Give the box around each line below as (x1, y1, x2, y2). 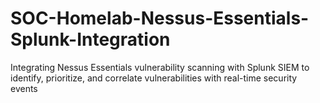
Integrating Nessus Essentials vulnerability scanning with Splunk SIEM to (10, 61, 310, 73)
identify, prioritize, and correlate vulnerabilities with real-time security (10, 72, 298, 84)
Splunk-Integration (10, 28, 171, 51)
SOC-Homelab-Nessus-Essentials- (10, 7, 310, 30)
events (10, 82, 38, 94)
